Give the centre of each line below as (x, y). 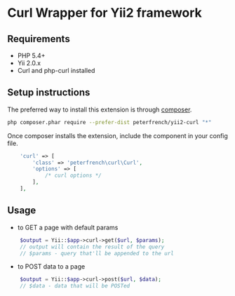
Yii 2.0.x (29, 63)
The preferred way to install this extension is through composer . (100, 109)
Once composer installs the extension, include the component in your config (117, 135)
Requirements (39, 39)
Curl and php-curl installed (56, 70)
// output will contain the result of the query (92, 247)
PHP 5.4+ (31, 55)
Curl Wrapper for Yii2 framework (105, 13)
